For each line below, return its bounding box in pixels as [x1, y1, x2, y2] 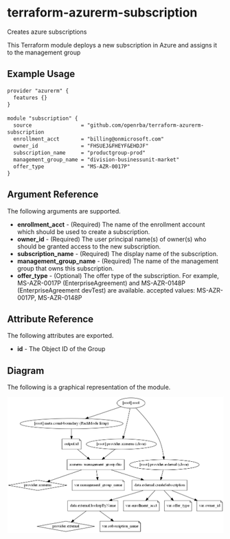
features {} [13, 94, 48, 101]
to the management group [7, 48, 81, 56]
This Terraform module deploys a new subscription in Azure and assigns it [7, 41, 218, 49]
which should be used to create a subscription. [16, 227, 150, 235]
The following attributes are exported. [7, 332, 114, 340]
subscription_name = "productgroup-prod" [13, 149, 146, 156]
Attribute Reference [7, 313, 94, 325]
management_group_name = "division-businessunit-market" [13, 156, 180, 163]
